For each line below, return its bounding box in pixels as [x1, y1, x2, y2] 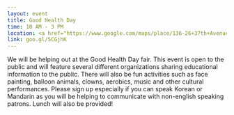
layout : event [7, 10, 49, 17]
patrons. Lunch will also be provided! [7, 100, 114, 108]
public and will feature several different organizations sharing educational [7, 63, 218, 71]
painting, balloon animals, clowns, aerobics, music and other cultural [7, 77, 204, 86]
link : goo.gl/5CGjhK [7, 36, 68, 43]
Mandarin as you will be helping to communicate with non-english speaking [7, 92, 224, 101]
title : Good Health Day [7, 17, 77, 24]
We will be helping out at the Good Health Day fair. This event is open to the [7, 55, 224, 63]
